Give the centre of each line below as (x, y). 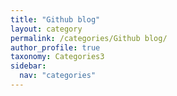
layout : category (46, 29)
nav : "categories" (58, 76)
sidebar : (28, 66)
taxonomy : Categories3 (57, 57)
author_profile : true (55, 47)
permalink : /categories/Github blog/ (89, 38)
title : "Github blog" (55, 19)
